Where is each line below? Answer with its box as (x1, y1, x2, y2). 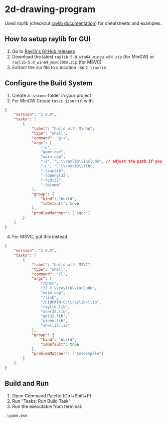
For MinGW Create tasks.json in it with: (12, 97, 94, 104)
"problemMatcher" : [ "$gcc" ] (31, 210, 91, 215)
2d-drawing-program (5, 4, 96, 15)
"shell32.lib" (40, 323, 70, 328)
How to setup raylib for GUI (5, 35, 91, 43)
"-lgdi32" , (40, 177, 64, 183)
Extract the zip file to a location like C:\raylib (12, 64, 106, 70)
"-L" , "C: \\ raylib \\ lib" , (40, 164, 95, 169)
